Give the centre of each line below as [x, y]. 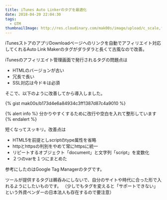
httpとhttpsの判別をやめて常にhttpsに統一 [55, 146]
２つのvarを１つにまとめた [40, 159]
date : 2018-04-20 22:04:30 [33, 14]
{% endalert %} [21, 119]
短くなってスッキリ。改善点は [36, 129]
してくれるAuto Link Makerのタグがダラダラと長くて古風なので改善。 [76, 49]
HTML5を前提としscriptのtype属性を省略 [54, 140]
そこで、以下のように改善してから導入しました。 [55, 94]
